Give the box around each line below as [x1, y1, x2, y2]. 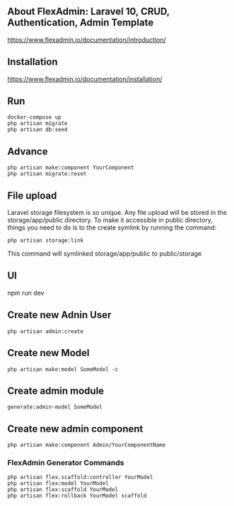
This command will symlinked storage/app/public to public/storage [7, 249, 202, 258]
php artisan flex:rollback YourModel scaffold [7, 493, 147, 500]
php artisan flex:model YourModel [7, 480, 110, 487]
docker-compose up [7, 114, 62, 121]
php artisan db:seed [7, 126, 69, 134]
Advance [7, 145, 48, 158]
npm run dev [7, 288, 45, 297]
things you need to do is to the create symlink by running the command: [7, 223, 217, 232]
